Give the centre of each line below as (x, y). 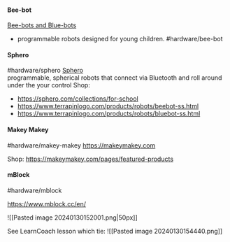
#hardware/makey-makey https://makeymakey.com (81, 145)
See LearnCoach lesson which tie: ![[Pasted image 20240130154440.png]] (115, 231)
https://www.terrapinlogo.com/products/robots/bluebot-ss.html (109, 114)
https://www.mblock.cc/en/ (46, 204)
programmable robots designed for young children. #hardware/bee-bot (120, 39)
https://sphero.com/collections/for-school (78, 99)
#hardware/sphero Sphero (45, 71)
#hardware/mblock (35, 190)
